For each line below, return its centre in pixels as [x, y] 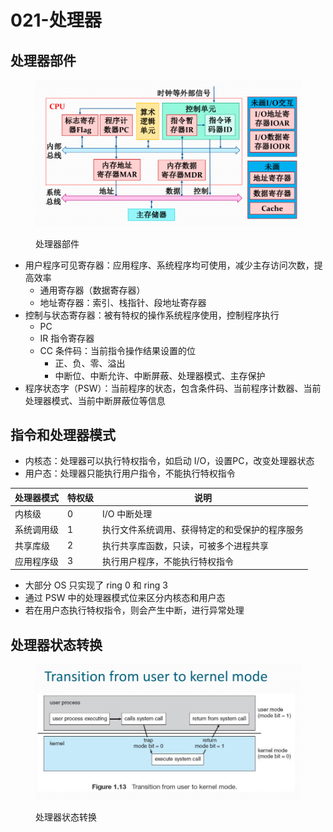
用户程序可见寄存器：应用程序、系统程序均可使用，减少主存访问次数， [169, 265]
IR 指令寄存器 [67, 338]
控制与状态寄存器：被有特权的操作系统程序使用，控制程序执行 [152, 315]
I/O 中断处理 [127, 514]
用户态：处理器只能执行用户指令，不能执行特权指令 [130, 473]
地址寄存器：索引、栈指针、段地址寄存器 [123, 302]
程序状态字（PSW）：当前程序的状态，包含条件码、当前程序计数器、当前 [173, 388]
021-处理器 [56, 20]
